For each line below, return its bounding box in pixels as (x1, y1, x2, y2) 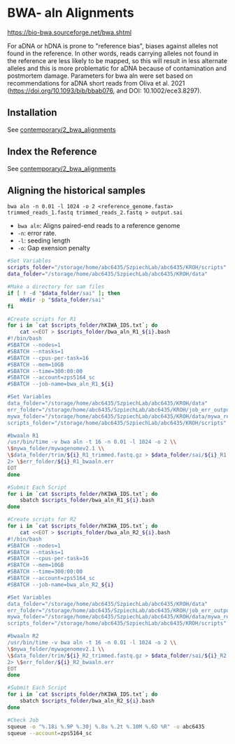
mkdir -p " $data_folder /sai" (20, 296, 105, 303)
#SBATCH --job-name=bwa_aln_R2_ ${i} (7, 581, 114, 588)
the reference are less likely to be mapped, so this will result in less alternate (7, 56, 227, 65)
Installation (7, 107, 57, 119)
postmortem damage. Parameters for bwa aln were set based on (7, 72, 194, 80)
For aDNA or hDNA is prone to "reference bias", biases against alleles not (7, 41, 218, 50)
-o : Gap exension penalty (17, 244, 91, 252)
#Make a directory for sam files (7, 283, 105, 290)
